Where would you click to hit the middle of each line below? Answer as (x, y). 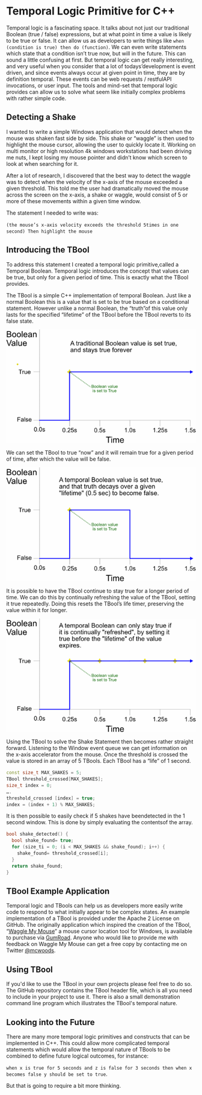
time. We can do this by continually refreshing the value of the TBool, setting (101, 597)
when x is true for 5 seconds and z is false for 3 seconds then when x (99, 1068)
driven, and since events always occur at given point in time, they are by (96, 72)
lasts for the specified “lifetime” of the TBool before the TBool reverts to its (99, 314)
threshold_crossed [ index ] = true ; (51, 798)
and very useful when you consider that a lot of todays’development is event (101, 66)
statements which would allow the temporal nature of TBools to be (88, 1050)
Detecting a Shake (41, 117)
